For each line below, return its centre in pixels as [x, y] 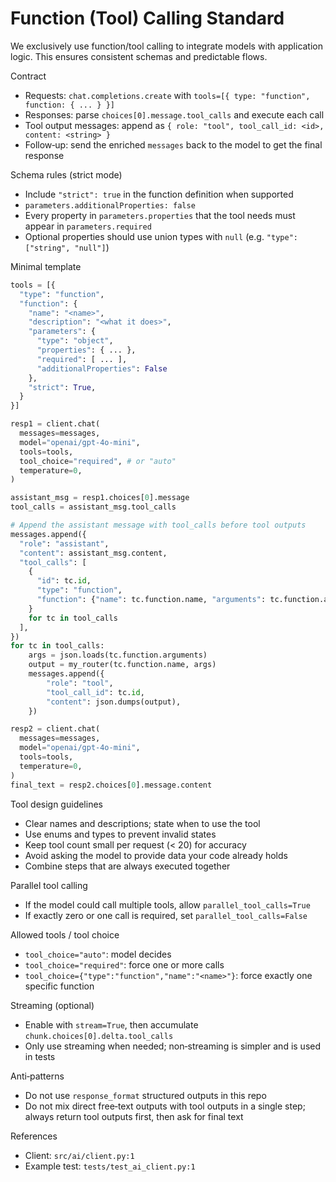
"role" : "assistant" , [64, 543]
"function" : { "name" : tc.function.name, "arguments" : [151, 600]
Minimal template [46, 266]
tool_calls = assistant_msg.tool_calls [93, 507]
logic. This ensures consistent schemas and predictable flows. [139, 56]
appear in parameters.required [88, 226]
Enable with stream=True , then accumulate [111, 1024]
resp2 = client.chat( [55, 729]
